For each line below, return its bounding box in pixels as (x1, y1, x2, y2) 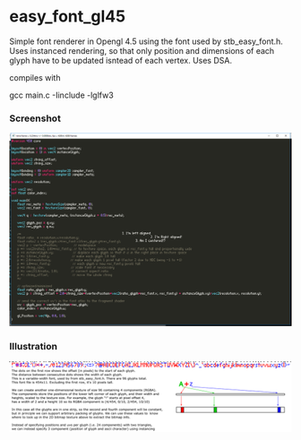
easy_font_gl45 (9, 6, 126, 27)
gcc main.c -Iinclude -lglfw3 (9, 90, 114, 100)
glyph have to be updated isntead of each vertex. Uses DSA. (9, 55, 233, 65)
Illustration (9, 341, 58, 353)
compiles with (9, 72, 61, 82)
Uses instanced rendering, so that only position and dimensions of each (9, 45, 275, 56)
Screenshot (9, 112, 61, 125)
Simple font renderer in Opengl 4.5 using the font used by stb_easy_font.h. (9, 36, 284, 47)
